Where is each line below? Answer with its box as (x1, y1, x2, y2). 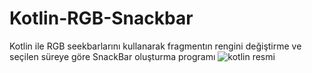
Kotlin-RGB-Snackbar (9, 7, 194, 30)
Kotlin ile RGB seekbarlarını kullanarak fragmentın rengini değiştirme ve (9, 40, 302, 52)
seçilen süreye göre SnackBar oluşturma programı (9, 50, 216, 62)
